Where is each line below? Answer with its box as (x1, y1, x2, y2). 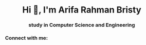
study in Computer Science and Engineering (28, 22, 135, 29)
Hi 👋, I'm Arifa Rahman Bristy (22, 4, 142, 15)
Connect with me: (5, 35, 48, 42)
